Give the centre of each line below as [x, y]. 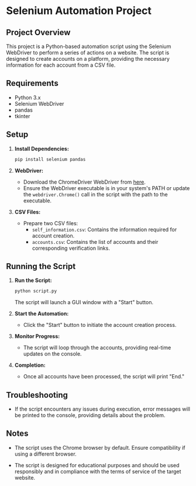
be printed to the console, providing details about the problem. [90, 415]
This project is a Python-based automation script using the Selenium [89, 46]
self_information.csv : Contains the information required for [104, 229]
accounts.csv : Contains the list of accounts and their [95, 242]
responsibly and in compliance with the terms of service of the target [98, 471]
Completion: [30, 365]
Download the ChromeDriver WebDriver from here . [85, 182]
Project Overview [38, 32]
